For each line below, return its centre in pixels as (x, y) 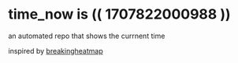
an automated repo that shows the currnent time (87, 36)
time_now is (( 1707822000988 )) (119, 14)
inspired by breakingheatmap (56, 51)
